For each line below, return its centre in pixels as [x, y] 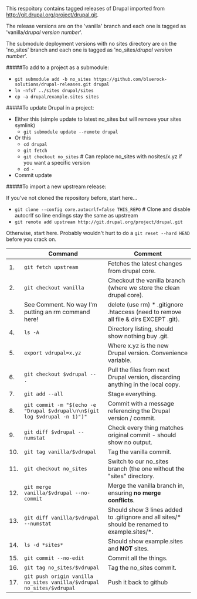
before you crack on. [31, 239]
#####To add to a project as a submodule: [58, 67]
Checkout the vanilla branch [146, 280]
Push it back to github [138, 582]
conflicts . [121, 500]
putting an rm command [57, 312]
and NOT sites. [128, 549]
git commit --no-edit [54, 558]
